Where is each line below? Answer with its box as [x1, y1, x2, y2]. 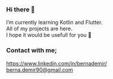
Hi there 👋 [6, 5, 36, 14]
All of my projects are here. [6, 25, 73, 32]
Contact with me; [6, 46, 58, 55]
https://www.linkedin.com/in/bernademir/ [6, 59, 107, 67]
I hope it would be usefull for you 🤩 [6, 31, 92, 39]
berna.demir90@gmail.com [6, 66, 73, 73]
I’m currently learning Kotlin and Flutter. [6, 19, 103, 26]
